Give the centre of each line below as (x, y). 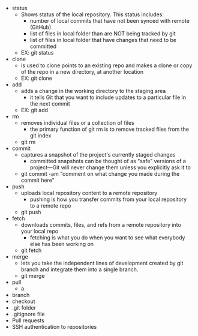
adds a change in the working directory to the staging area (93, 91)
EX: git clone (37, 78)
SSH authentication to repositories (54, 327)
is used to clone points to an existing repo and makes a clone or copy (106, 65)
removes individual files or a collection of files (77, 123)
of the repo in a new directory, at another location (82, 72)
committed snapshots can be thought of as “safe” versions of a (108, 161)
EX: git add (34, 110)
